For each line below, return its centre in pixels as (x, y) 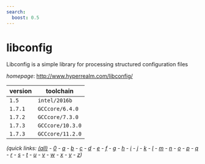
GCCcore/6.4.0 (58, 109)
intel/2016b (55, 101)
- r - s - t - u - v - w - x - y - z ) (44, 155)
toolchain (60, 91)
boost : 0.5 (26, 18)
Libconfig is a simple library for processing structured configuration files (97, 64)
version (21, 91)
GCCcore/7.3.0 (58, 117)
